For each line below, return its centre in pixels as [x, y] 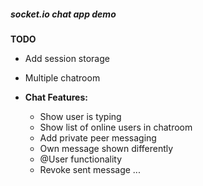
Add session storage [67, 58]
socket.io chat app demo [63, 14]
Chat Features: [56, 97]
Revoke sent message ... [90, 169]
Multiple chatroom [62, 77]
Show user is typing [80, 116]
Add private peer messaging [98, 137]
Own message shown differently [106, 148]
